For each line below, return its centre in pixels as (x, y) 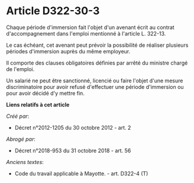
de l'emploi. (20, 69)
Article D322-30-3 (53, 11)
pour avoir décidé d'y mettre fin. (45, 93)
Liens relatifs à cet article (38, 104)
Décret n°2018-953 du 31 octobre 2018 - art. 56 (73, 150)
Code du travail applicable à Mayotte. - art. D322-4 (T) (81, 174)
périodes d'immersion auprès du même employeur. (68, 51)
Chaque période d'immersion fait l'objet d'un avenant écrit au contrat (90, 27)
